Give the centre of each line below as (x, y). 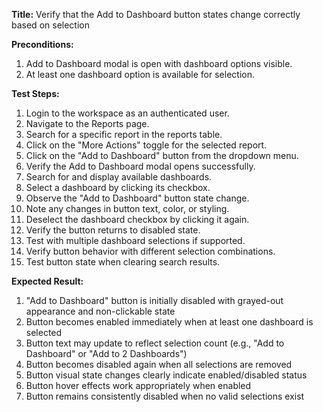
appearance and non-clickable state (100, 311)
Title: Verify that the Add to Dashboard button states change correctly (156, 14)
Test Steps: (35, 93)
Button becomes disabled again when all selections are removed (159, 364)
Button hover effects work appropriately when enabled (138, 385)
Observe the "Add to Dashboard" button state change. (137, 198)
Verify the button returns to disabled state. (113, 230)
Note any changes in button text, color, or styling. (127, 208)
